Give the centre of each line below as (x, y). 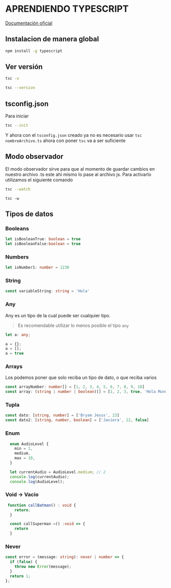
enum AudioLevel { (30, 444)
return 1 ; (20, 576)
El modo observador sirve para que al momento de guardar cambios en (80, 169)
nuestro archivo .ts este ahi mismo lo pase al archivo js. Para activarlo (78, 174)
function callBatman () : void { (42, 505)
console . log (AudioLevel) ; (37, 481)
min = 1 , (24, 449)
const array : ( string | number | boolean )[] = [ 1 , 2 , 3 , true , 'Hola (81, 392)
